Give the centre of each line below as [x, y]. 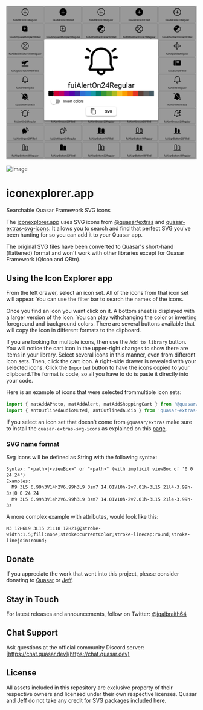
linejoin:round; [27, 541]
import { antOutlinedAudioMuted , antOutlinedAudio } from [81, 411]
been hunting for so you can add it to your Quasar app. [75, 235]
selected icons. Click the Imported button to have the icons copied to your [98, 368]
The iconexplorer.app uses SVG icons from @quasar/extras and [85, 222]
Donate [20, 559]
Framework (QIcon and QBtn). [43, 259]
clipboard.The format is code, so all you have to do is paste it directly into [98, 374]
